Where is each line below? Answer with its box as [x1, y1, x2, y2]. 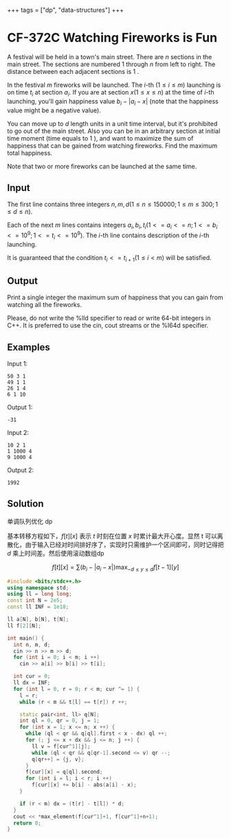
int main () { [7, 634, 45, 642]
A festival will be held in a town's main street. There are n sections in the [7, 52, 212, 61]
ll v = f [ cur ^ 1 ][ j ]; [32, 742, 91, 750]
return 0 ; [13, 820, 41, 827]
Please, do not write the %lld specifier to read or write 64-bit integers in [7, 314, 211, 323]
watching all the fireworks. [7, 301, 82, 309]
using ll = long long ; [7, 591, 72, 598]
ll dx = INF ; [13, 679, 51, 686]
